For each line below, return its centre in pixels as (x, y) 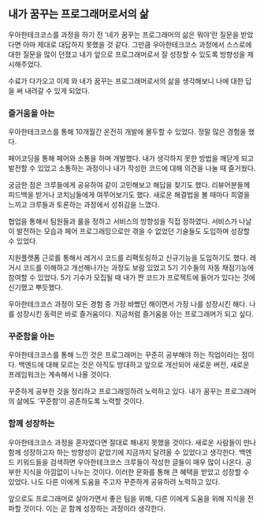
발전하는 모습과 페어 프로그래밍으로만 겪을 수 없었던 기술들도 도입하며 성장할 (133, 232)
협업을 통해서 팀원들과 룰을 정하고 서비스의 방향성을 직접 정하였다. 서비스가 (123, 221)
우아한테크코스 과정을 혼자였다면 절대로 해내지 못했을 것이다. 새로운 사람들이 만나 (132, 442)
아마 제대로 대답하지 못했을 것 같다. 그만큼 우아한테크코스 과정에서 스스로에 (137, 44)
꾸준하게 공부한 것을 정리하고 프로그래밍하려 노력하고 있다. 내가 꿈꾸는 (115, 392)
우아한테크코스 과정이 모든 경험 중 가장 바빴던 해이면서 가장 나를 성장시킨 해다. (128, 304)
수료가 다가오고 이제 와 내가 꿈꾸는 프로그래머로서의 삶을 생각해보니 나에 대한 (126, 80)
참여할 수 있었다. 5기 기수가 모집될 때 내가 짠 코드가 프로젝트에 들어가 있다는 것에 (132, 277)
